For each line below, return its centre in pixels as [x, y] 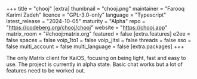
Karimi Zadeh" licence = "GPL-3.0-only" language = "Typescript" [86, 15]
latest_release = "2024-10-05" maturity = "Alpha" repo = [76, 21]
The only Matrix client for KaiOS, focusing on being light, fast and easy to [96, 58]
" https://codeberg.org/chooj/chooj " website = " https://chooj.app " [87, 27]
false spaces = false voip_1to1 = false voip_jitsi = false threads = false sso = [99, 40]
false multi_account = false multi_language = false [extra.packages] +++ [95, 46]
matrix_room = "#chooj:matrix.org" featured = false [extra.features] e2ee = [98, 34]
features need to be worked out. [46, 70]
